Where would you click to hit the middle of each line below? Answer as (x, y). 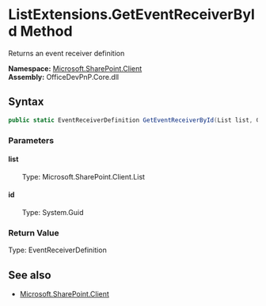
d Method (40, 31)
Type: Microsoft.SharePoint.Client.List (84, 176)
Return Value (34, 232)
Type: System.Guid (53, 212)
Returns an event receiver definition (66, 53)
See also (30, 275)
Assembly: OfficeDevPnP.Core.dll (64, 77)
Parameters (31, 140)
